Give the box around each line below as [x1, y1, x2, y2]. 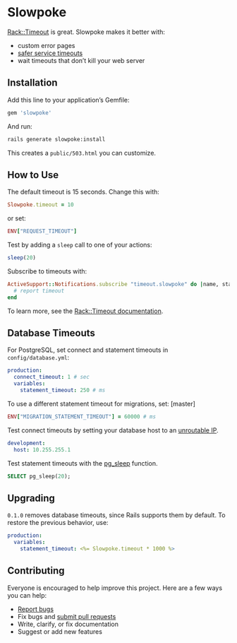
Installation [7, 77, 58, 89]
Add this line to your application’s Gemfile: [7, 95, 130, 104]
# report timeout [13, 287, 65, 294]
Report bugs [17, 605, 54, 613]
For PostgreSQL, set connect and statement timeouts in [7, 346, 169, 354]
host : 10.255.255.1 [13, 446, 71, 453]
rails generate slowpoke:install [7, 136, 106, 143]
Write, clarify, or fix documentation [17, 620, 119, 628]
